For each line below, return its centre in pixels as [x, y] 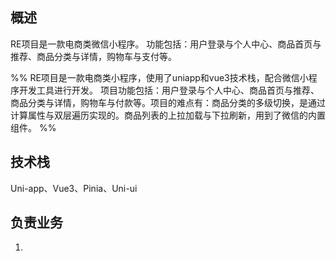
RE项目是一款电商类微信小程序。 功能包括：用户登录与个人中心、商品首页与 [166, 44]
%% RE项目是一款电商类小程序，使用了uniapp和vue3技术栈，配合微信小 [159, 77]
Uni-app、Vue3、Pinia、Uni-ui [74, 188]
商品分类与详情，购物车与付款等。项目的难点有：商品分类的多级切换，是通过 [168, 102]
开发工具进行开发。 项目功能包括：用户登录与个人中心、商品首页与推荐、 [169, 90]
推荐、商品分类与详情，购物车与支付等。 [93, 56]
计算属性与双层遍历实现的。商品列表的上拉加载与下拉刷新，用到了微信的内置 [168, 115]
